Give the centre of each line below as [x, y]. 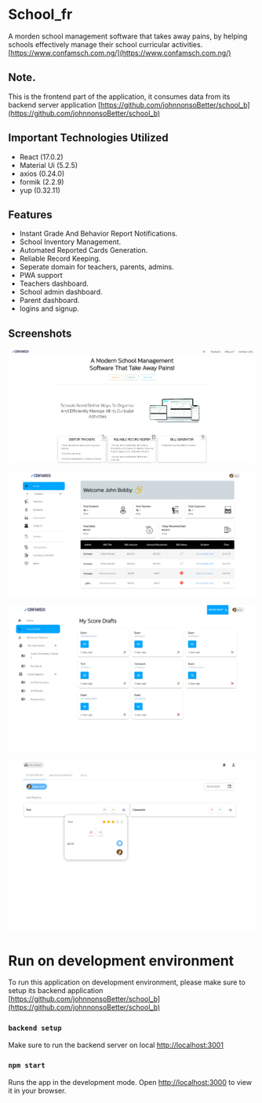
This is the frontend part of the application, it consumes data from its [119, 97]
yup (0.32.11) [40, 190]
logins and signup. [49, 309]
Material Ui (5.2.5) [49, 165]
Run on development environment [121, 961]
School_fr [40, 15]
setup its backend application [56, 991]
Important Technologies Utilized [88, 138]
